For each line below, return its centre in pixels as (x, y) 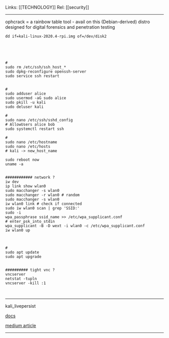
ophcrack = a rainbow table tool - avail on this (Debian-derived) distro (77, 22)
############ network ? (30, 177)
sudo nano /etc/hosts (28, 147)
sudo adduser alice (26, 94)
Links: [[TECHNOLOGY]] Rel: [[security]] (47, 7)
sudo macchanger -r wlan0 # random (43, 195)
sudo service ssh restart (32, 76)
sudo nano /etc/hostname (31, 142)
